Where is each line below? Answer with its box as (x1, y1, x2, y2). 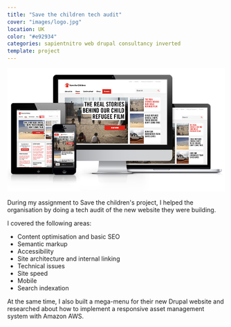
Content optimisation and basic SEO (17, 232, 120, 241)
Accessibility (17, 247, 54, 255)
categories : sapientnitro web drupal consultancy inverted (7, 40, 181, 48)
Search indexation (17, 283, 69, 292)
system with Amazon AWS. (7, 312, 84, 320)
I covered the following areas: (7, 218, 92, 227)
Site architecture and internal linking (17, 254, 120, 263)
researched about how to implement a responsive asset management (7, 304, 205, 312)
